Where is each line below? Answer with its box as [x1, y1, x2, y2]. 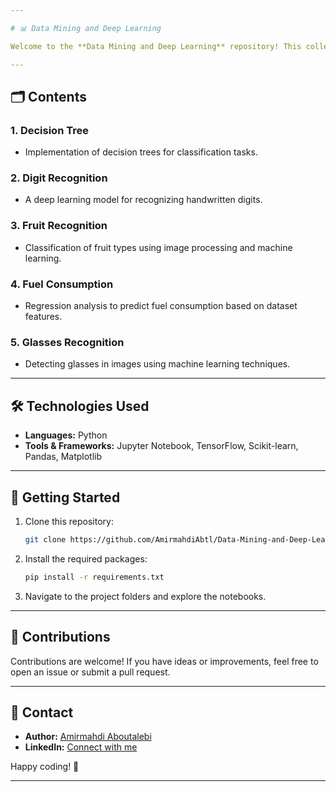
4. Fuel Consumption [10, 277, 114, 291]
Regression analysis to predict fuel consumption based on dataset [24, 300, 298, 312]
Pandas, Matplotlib [24, 451, 103, 463]
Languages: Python [24, 429, 108, 441]
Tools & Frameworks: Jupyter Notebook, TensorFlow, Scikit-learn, [24, 440, 299, 452]
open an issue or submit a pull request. [10, 666, 171, 678]
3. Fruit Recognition [10, 219, 108, 233]
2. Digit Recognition [10, 171, 108, 185]
